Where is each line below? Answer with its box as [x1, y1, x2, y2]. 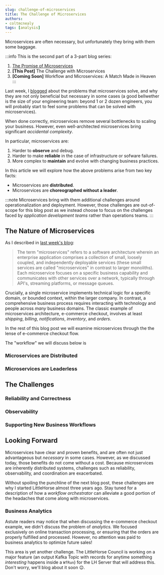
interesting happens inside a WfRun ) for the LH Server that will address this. [5, 559, 156, 565]
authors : [5, 16, 23, 21]
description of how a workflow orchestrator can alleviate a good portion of [5, 490, 156, 496]
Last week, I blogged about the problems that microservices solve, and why [5, 88, 158, 94]
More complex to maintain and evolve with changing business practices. [12, 158, 159, 164]
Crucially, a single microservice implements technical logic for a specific [5, 290, 151, 296]
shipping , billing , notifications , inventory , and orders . [5, 316, 112, 322]
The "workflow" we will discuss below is [5, 340, 87, 345]
